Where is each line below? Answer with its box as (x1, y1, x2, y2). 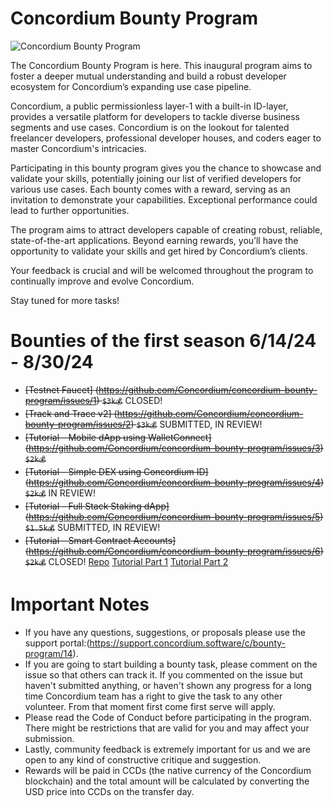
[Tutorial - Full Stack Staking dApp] (24, 500, 170, 512)
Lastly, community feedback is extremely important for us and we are (24, 743, 311, 755)
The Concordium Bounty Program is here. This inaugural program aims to (10, 59, 313, 71)
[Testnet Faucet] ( (24, 383, 99, 396)
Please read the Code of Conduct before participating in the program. (24, 711, 312, 723)
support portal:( (24, 637, 90, 649)
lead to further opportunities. (10, 204, 130, 216)
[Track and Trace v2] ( (24, 407, 118, 419)
